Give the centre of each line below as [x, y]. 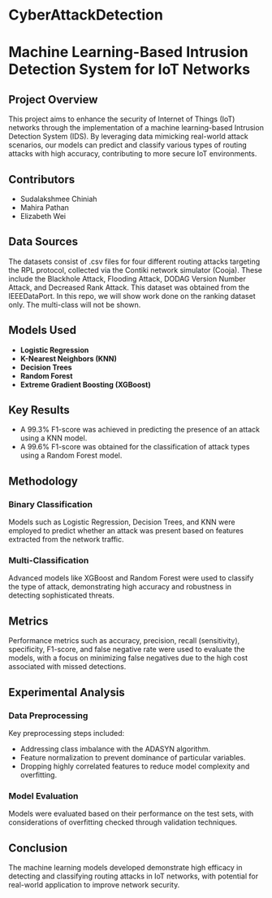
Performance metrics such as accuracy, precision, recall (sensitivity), [124, 641]
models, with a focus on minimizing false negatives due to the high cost [128, 658]
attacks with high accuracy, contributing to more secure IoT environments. [133, 154]
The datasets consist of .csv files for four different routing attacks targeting [134, 261]
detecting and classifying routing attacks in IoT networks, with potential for [133, 876]
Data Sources [43, 242]
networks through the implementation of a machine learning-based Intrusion [136, 128]
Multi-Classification [49, 561]
